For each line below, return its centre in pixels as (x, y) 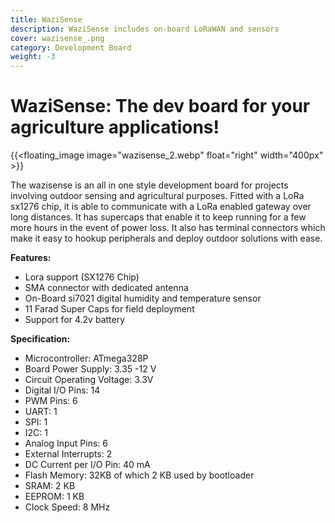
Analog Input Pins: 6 (66, 443)
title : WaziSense (46, 19)
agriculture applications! (115, 127)
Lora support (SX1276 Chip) (82, 277)
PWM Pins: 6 (51, 401)
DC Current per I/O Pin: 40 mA (87, 465)
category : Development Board (71, 47)
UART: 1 (41, 412)
